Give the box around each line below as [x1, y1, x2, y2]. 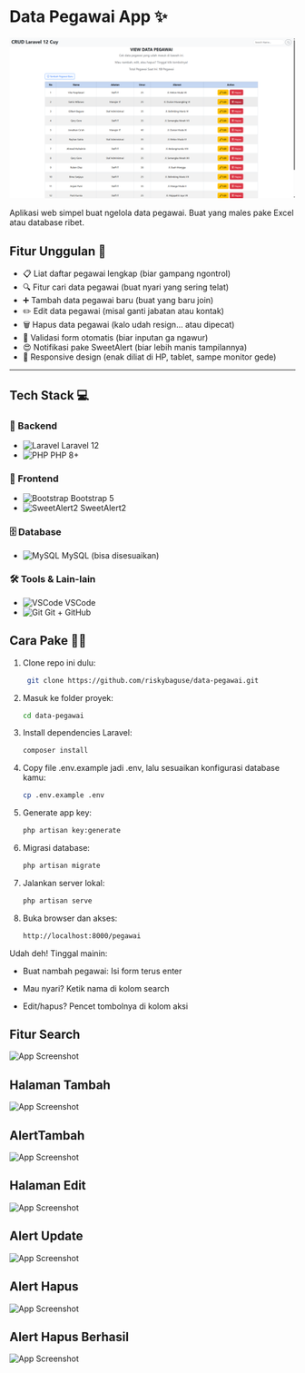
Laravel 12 [61, 440, 100, 450]
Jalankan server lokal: [22, 877, 105, 888]
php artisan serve [22, 896, 93, 905]
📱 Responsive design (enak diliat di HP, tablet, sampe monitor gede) [22, 351, 277, 362]
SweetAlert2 [80, 502, 127, 514]
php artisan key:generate [22, 826, 121, 835]
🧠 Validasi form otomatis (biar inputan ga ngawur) [22, 332, 209, 343]
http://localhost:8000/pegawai [22, 931, 142, 941]
